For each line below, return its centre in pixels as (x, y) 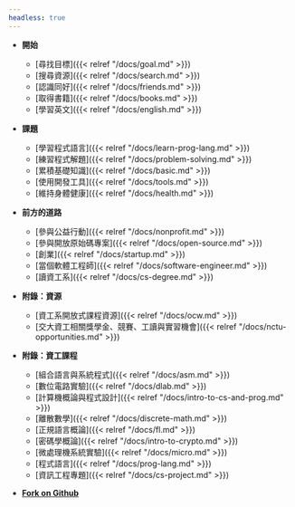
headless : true (37, 18)
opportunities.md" (69, 337)
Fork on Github (50, 493)
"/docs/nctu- (262, 326)
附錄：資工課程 (49, 355)
